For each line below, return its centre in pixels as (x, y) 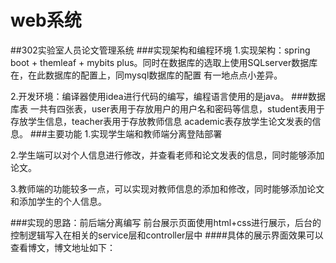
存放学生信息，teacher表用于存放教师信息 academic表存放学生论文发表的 (161, 121)
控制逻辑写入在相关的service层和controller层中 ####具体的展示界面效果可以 (167, 235)
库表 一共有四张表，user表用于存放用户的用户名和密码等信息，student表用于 (167, 108)
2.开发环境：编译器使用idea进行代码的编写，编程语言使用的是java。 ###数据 (168, 96)
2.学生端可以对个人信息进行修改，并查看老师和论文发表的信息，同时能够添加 (167, 155)
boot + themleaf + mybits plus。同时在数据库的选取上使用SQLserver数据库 (164, 62)
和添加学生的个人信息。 (58, 201)
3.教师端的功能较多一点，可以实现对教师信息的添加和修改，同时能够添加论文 (167, 188)
